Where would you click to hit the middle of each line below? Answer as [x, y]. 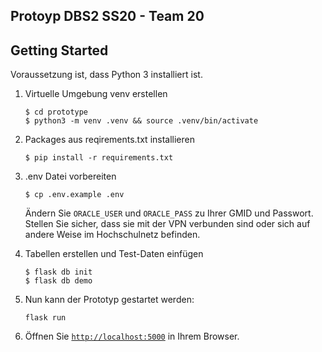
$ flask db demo [58, 281]
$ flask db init [58, 272]
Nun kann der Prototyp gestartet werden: [109, 300]
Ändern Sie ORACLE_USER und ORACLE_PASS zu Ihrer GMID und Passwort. [169, 213]
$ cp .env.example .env [74, 195]
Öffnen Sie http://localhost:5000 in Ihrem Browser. [132, 336]
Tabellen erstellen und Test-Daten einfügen [114, 254]
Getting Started [59, 50]
